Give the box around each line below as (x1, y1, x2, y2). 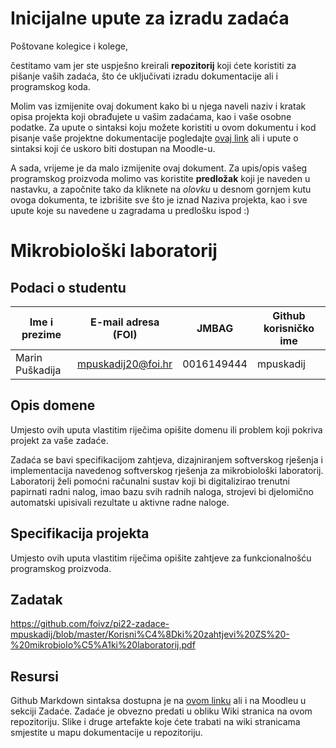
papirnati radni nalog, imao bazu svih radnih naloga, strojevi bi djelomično (10, 485, 314, 497)
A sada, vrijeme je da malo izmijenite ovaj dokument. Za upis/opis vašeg (10, 162, 308, 174)
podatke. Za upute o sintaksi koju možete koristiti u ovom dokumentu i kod (10, 121, 317, 133)
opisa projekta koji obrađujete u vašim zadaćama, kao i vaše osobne (10, 110, 292, 122)
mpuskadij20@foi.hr (76, 357, 173, 371)
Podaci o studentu (10, 279, 127, 296)
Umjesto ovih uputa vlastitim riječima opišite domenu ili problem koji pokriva (10, 423, 323, 436)
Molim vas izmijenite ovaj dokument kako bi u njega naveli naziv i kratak (10, 100, 307, 112)
